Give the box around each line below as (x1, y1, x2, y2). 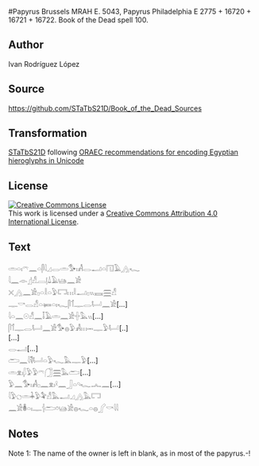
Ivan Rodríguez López (8, 59, 80, 68)
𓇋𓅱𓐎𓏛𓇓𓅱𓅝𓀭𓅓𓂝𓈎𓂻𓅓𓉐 (8, 391, 102, 401)
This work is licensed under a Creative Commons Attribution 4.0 (8, 208, 218, 218)
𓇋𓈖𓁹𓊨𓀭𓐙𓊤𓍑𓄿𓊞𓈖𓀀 (8, 276, 82, 285)
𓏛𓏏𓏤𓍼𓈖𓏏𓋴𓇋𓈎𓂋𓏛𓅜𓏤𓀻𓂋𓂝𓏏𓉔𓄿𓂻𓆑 (8, 264, 141, 274)
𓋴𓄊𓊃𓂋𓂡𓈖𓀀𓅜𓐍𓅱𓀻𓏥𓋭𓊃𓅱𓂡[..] (8, 324, 129, 333)
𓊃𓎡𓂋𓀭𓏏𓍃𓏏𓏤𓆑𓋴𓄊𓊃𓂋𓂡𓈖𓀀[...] (8, 300, 129, 309)
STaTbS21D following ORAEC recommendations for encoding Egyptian (8, 147, 238, 157)
